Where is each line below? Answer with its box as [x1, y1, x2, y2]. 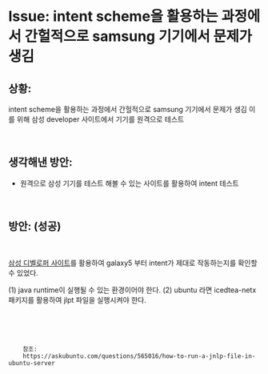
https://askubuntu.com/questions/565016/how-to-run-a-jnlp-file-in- [22, 352, 256, 360]
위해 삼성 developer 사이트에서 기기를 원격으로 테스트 [16, 115, 185, 124]
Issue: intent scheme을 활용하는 [8, 7, 218, 26]
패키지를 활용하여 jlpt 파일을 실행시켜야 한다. [8, 295, 146, 304]
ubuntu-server [8, 359, 56, 367]
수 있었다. [8, 267, 38, 277]
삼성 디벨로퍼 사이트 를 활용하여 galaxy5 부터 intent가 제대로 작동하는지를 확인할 [8, 258, 258, 267]
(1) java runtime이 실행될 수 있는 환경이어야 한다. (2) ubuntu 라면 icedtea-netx [8, 285, 257, 295]
